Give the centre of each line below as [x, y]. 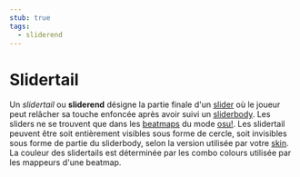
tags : [20, 26]
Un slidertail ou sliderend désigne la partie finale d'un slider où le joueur [145, 104]
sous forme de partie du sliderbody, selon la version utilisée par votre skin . [149, 143]
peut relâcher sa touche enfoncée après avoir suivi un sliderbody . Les [140, 114]
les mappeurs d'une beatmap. [65, 162]
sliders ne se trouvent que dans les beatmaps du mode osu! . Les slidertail [147, 124]
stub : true [30, 18]
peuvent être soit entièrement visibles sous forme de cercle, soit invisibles [149, 133]
